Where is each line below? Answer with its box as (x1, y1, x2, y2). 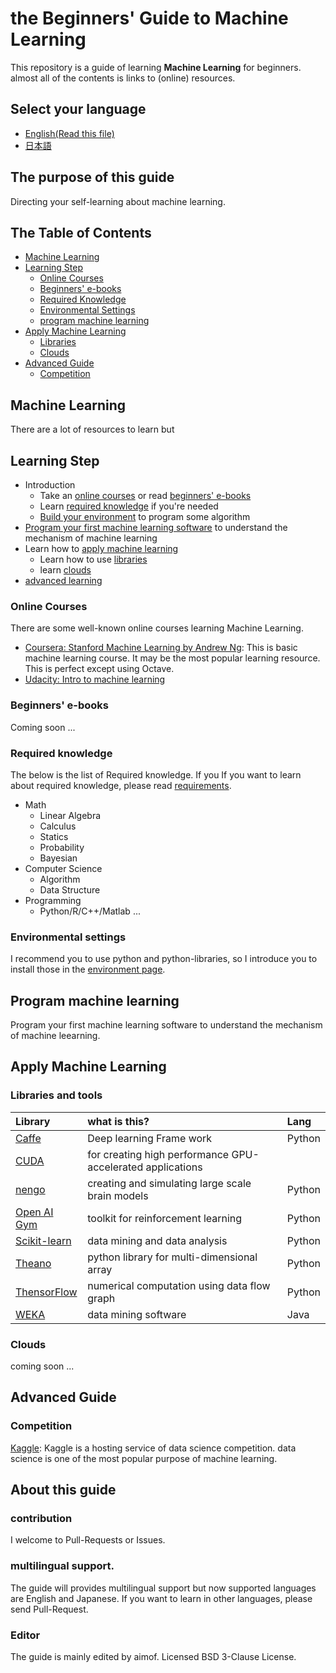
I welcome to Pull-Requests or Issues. (10, 1534, 166, 1546)
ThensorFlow (15, 1285, 78, 1299)
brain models (87, 1188, 149, 1202)
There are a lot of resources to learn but (10, 423, 175, 436)
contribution (10, 1511, 73, 1525)
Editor (10, 1628, 41, 1642)
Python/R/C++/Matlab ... (39, 905, 141, 917)
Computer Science (24, 862, 103, 874)
